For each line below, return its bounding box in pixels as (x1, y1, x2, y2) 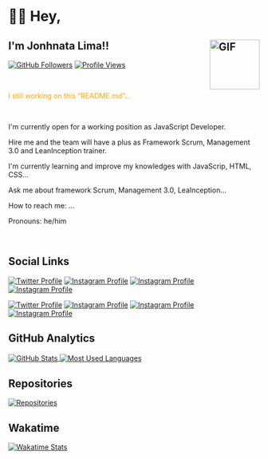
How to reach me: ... (8, 201, 75, 210)
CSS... (8, 170, 30, 179)
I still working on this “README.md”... (8, 91, 132, 101)
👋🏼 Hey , (8, 7, 61, 26)
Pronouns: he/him (8, 216, 67, 226)
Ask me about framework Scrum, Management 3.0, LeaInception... (8, 185, 227, 195)
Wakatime (8, 421, 60, 434)
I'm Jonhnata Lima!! (8, 39, 109, 53)
